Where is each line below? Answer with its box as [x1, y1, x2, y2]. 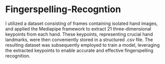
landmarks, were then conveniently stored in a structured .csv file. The [5, 37, 153, 43]
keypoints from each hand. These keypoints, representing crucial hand [5, 31, 153, 37]
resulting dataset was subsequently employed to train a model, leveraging [5, 42, 160, 48]
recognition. [5, 52, 30, 59]
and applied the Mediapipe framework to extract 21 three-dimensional [5, 25, 151, 31]
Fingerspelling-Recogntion [5, 4, 121, 15]
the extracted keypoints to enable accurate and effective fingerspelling [5, 47, 154, 53]
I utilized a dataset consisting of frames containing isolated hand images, [5, 20, 158, 26]
